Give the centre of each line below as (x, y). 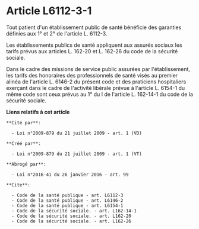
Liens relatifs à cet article (38, 112)
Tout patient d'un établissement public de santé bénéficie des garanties (94, 27)
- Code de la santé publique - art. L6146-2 (67, 200)
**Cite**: (18, 185)
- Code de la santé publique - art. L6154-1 (67, 205)
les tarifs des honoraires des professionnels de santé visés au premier (92, 75)
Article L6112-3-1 (49, 11)
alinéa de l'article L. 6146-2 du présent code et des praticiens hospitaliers (96, 82)
